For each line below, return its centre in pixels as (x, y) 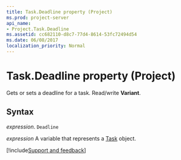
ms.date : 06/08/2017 (32, 40)
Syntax (20, 112)
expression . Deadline (32, 127)
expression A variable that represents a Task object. (71, 138)
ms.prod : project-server (38, 18)
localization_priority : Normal (46, 46)
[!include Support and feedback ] (46, 150)
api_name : (19, 23)
